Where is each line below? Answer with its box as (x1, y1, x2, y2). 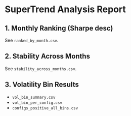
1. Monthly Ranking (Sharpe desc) (5, 24, 113, 33)
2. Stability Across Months (5, 52, 91, 61)
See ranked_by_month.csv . (5, 37, 59, 43)
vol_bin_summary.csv (12, 95, 56, 100)
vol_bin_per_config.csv (12, 100, 63, 105)
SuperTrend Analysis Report (5, 4, 126, 15)
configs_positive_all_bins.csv (12, 105, 78, 110)
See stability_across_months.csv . (5, 65, 77, 72)
